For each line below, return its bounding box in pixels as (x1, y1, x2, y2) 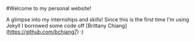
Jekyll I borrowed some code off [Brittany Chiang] (6, 23, 127, 29)
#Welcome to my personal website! (6, 5, 92, 12)
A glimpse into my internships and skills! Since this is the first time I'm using (6, 16, 189, 23)
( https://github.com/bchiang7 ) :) (6, 28, 84, 35)
